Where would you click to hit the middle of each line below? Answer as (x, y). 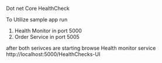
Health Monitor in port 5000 (48, 31)
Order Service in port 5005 (47, 37)
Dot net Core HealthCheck (38, 8)
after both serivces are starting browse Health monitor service (81, 48)
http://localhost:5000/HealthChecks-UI (53, 54)
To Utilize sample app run (37, 19)
